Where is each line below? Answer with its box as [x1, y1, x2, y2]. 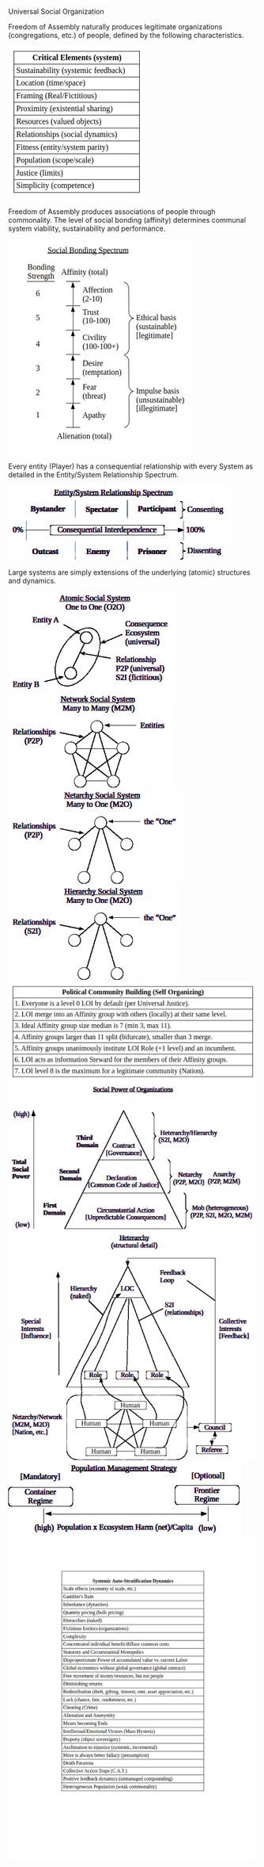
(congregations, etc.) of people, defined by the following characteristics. [8, 31, 244, 40]
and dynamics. [8, 576, 57, 585]
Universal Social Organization [8, 7, 104, 16]
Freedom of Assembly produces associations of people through [8, 207, 216, 216]
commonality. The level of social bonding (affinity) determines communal [8, 216, 247, 224]
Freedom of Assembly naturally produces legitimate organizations [8, 22, 223, 31]
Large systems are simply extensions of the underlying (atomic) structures [8, 568, 251, 577]
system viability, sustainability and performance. [8, 224, 166, 233]
